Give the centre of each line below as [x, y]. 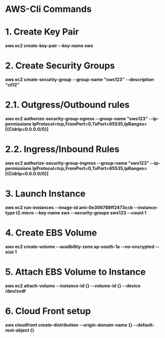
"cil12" [12, 85]
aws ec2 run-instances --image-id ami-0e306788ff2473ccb [69, 207]
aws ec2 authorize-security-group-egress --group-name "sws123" [77, 119]
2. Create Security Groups [60, 66]
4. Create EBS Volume [51, 233]
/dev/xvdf [16, 291]
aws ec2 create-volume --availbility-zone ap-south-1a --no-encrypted [80, 247]
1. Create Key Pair [42, 32]
